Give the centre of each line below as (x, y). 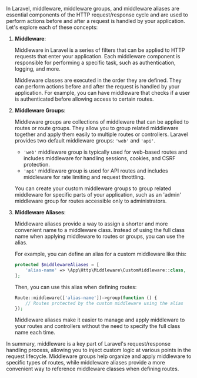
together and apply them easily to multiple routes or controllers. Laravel (101, 134)
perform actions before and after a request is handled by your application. (96, 21)
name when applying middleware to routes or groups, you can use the (99, 236)
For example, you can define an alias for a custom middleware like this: (101, 254)
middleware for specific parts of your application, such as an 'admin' (98, 195)
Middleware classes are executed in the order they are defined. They (98, 80)
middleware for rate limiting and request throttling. (84, 177)
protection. (36, 165)
